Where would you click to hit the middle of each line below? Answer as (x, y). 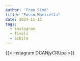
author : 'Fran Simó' (27, 10)
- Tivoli (19, 34)
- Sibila (19, 39)
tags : (11, 24)
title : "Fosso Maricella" (33, 15)
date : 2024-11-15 (24, 19)
